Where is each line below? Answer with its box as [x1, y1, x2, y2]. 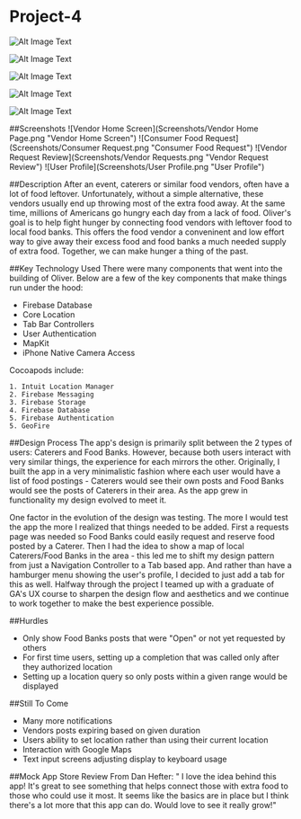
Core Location [22, 308, 75, 320]
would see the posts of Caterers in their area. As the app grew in [9, 485, 249, 495]
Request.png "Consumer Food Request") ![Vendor [102, 142, 288, 153]
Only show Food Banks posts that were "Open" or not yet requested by [22, 632, 286, 644]
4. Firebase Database [9, 405, 91, 414]
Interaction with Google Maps [22, 743, 132, 754]
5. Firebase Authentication [9, 414, 115, 423]
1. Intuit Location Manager [9, 382, 115, 391]
